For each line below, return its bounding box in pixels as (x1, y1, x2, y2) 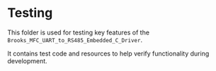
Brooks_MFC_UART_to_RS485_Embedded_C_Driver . (7, 35, 143, 44)
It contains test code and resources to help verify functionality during (7, 49, 210, 58)
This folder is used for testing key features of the (7, 28, 150, 37)
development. (7, 56, 47, 65)
